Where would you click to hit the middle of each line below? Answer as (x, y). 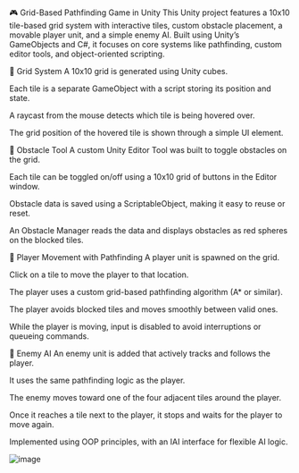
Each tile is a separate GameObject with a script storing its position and (141, 89)
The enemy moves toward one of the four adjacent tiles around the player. (145, 397)
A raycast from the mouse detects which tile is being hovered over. (132, 115)
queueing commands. (49, 336)
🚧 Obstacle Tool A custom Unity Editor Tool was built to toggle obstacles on (148, 150)
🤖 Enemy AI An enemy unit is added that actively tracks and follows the (140, 353)
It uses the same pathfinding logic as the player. (97, 380)
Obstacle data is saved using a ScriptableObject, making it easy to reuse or (147, 203)
